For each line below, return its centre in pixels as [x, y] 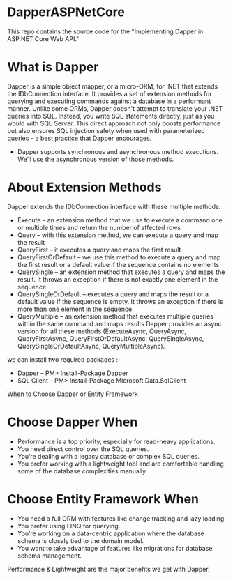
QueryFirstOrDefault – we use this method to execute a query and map [119, 257]
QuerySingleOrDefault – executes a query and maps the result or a [113, 294]
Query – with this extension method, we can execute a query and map [118, 235]
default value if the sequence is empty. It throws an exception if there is [120, 301]
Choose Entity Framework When [103, 499]
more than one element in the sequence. [75, 309]
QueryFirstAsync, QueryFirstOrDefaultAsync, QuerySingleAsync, [111, 338]
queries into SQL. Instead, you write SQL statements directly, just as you [111, 116]
